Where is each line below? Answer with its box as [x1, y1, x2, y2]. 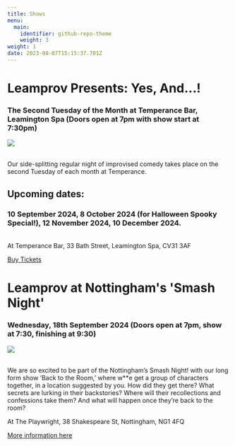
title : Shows [7, 10, 46, 18]
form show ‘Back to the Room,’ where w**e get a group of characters [7, 373, 209, 382]
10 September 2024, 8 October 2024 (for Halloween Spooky [7, 209, 217, 219]
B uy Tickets [7, 255, 42, 264]
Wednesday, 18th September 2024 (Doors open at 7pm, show [7, 320, 222, 330]
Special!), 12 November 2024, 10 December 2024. [7, 218, 182, 228]
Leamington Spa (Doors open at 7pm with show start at [7, 114, 200, 124]
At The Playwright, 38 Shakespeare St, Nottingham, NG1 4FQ [7, 417, 185, 426]
